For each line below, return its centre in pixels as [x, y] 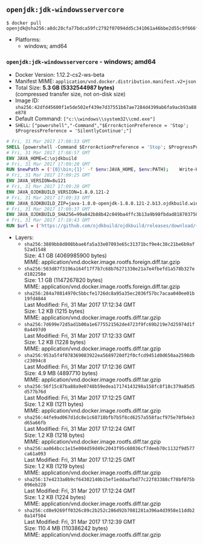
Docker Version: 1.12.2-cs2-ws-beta [60, 75]
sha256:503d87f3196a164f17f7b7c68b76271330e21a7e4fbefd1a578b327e [109, 269]
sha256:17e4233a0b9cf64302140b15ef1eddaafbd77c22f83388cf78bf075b [109, 480]
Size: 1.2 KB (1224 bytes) [55, 497]
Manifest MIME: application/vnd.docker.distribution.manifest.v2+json [105, 81]
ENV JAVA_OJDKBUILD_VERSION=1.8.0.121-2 [58, 192]
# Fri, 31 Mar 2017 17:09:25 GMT [48, 175]
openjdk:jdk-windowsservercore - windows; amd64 [81, 62]
